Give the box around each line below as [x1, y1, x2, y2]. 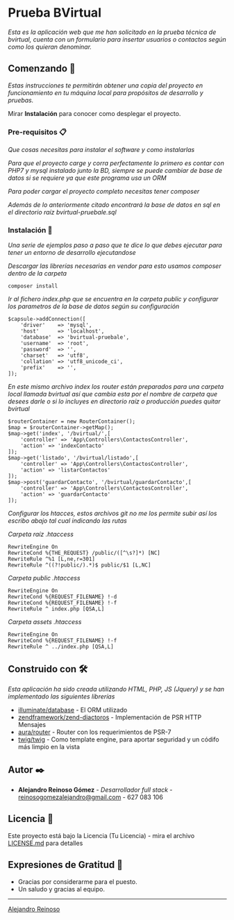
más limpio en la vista [17, 743, 81, 751]
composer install [8, 283, 58, 290]
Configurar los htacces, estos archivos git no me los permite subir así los [8, 509, 217, 518]
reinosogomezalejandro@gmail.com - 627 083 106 [17, 793, 164, 801]
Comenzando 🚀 [8, 62, 76, 74]
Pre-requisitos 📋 [8, 127, 67, 137]
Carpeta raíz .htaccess [8, 530, 74, 539]
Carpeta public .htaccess [8, 574, 81, 583]
